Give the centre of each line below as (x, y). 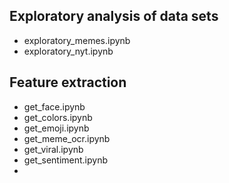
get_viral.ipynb (53, 149)
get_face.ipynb (54, 106)
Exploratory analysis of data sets (114, 16)
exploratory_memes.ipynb (77, 40)
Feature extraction (68, 82)
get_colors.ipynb (58, 117)
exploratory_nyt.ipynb (68, 51)
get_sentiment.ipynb (66, 160)
